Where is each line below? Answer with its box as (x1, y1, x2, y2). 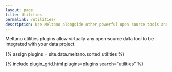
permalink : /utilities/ (5, 17, 56, 22)
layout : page (5, 7, 33, 13)
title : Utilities (5, 12, 42, 17)
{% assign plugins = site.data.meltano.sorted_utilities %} (5, 51, 125, 57)
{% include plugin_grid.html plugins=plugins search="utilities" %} (5, 61, 144, 67)
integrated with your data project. (5, 41, 76, 47)
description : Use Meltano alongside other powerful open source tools (5, 21, 159, 27)
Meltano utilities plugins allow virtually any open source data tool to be (5, 36, 154, 42)
